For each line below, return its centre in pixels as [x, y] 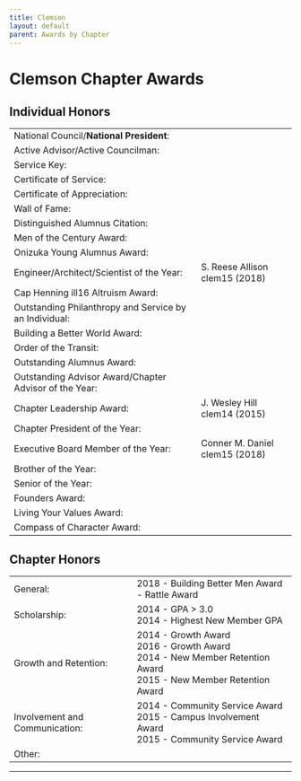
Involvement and [49, 717]
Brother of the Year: [55, 469]
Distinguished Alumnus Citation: [81, 224]
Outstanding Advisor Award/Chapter [90, 377]
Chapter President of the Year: [77, 429]
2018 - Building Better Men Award [210, 584]
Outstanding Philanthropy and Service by [100, 308]
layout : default [39, 26]
